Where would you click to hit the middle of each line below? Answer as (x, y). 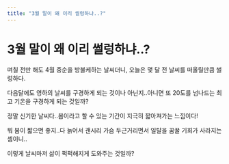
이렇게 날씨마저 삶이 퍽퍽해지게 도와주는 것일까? (71, 153)
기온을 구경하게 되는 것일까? (51, 101)
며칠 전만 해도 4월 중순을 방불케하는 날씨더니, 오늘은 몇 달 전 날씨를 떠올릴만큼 (111, 70)
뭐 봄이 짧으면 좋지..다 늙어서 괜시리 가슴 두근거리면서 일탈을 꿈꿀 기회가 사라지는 (114, 130)
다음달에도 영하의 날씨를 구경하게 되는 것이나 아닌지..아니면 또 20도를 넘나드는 (111, 92)
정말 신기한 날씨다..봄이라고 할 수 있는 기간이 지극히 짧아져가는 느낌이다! (103, 115)
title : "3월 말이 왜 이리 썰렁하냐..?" (57, 13)
